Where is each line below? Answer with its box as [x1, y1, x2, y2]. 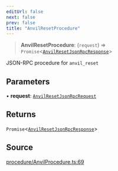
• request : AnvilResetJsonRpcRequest [6, 93, 97, 100]
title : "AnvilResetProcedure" [6, 25, 81, 31]
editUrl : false [6, 8, 44, 15]
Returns [6, 109, 37, 119]
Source [6, 142, 34, 153]
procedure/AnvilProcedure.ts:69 [6, 158, 84, 165]
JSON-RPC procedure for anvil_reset [6, 59, 99, 66]
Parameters [6, 77, 50, 87]
